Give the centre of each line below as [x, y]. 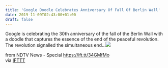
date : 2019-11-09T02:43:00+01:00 [41, 15]
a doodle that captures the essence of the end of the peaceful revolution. [82, 39]
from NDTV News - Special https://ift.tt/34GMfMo [58, 55]
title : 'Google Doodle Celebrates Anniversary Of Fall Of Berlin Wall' [83, 10]
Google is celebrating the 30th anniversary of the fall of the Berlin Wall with [84, 34]
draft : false [19, 19]
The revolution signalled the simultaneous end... [55, 45]
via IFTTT [15, 60]
